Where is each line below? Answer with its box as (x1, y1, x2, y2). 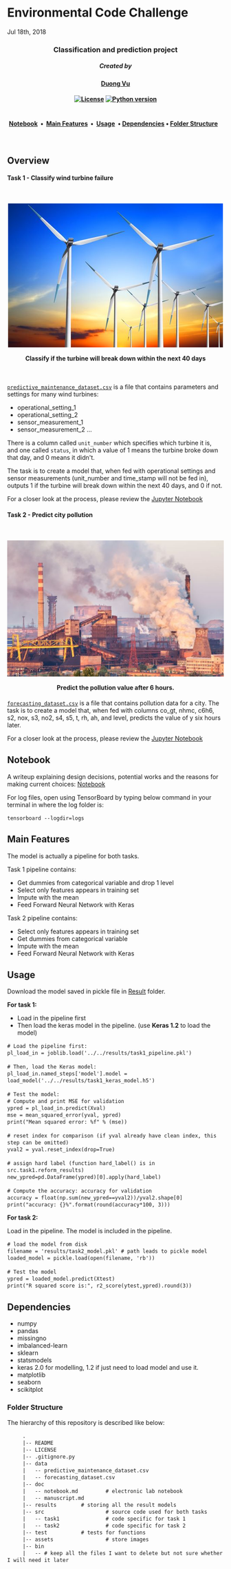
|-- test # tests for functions (22, 1529, 146, 1536)
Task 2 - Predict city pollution (7, 511, 93, 518)
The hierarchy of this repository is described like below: (7, 1418, 165, 1426)
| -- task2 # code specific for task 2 (22, 1522, 186, 1529)
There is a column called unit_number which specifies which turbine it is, (7, 439, 212, 447)
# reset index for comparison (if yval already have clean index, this (7, 1133, 217, 1140)
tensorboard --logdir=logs (7, 815, 85, 822)
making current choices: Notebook (7, 780, 105, 788)
